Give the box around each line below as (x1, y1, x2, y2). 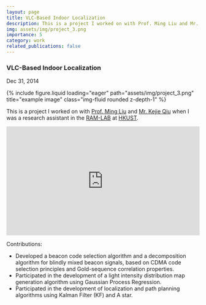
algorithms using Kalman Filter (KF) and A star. (15, 291, 133, 298)
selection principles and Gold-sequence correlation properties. (15, 265, 175, 272)
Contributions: (6, 240, 43, 247)
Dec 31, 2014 (6, 77, 39, 85)
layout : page (6, 9, 40, 15)
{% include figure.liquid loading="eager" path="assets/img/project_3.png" (6, 90, 194, 97)
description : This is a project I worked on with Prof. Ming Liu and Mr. (6, 20, 199, 26)
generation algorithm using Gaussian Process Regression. (15, 278, 162, 285)
